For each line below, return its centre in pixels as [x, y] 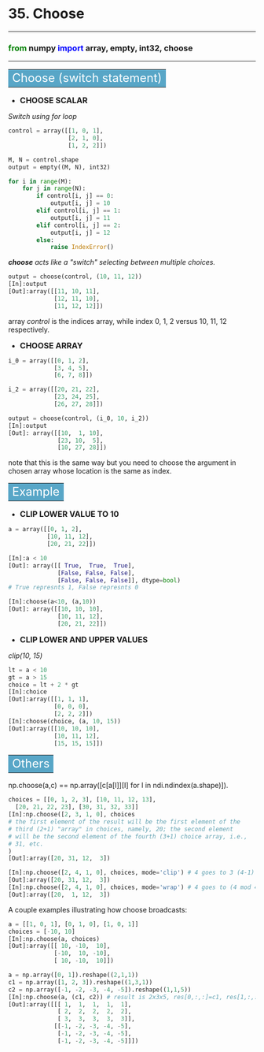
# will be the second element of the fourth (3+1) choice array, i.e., [128, 836]
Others [31, 764]
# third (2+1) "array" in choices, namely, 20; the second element [121, 829]
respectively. [29, 329]
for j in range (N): [54, 189]
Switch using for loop [42, 117]
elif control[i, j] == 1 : [79, 211]
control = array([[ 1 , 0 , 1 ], [56, 131]
